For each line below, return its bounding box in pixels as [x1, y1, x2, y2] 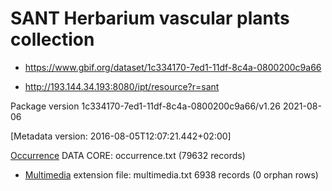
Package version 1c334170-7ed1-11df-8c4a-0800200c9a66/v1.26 [10, 100, 281, 112]
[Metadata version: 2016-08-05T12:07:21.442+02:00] [10, 130, 232, 142]
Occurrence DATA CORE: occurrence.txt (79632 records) [10, 149, 246, 161]
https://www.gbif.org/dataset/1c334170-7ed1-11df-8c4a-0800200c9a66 [24, 61, 322, 73]
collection [10, 28, 95, 51]
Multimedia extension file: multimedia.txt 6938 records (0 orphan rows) [24, 168, 319, 181]
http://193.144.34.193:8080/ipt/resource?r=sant [24, 80, 220, 92]
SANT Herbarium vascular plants [10, 7, 290, 30]
